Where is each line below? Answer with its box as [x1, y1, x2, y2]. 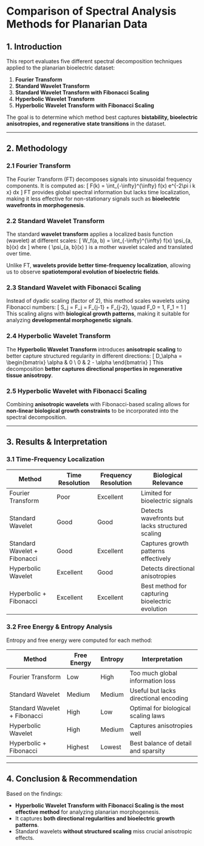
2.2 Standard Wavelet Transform [6, 216, 105, 225]
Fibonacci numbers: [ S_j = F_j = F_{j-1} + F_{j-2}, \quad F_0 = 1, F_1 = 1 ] [6, 303, 186, 311]
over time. [6, 250, 32, 257]
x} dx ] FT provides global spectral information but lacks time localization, [6, 188, 191, 196]
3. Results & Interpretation [6, 437, 107, 447]
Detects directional [140, 564, 195, 573]
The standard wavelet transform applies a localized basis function [6, 230, 173, 238]
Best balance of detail [129, 739, 192, 747]
